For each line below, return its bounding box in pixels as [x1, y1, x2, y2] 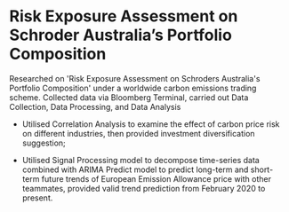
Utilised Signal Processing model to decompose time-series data [21, 154, 260, 165]
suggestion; [21, 137, 67, 148]
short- [250, 164, 274, 175]
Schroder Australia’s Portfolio [9, 25, 233, 45]
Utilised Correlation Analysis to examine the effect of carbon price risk [21, 118, 280, 130]
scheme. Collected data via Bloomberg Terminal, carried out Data [9, 91, 249, 103]
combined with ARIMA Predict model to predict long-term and [21, 164, 249, 175]
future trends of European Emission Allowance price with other [41, 173, 271, 184]
